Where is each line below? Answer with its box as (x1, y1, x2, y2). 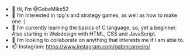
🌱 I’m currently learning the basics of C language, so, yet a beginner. (11, 24, 177, 31)
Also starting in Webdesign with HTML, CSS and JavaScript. (11, 30, 157, 37)
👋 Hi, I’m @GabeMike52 (11, 6, 69, 12)
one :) (11, 18, 26, 24)
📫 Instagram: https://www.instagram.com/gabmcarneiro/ (11, 43, 150, 50)
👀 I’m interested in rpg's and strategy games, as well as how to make (11, 12, 177, 19)
